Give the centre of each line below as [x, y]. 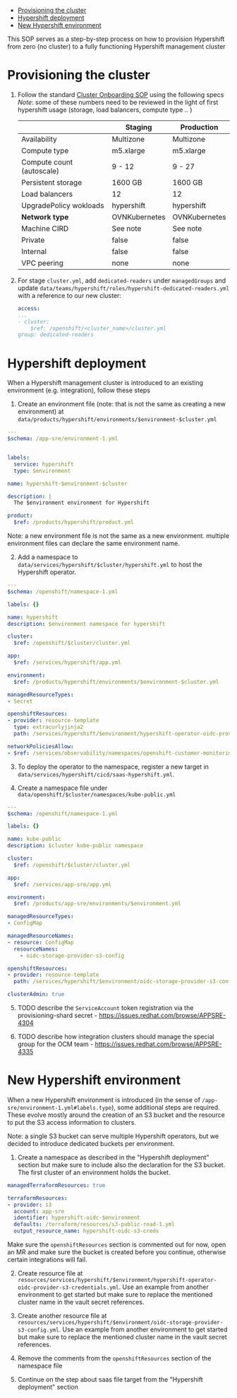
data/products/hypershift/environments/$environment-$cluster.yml [117, 420]
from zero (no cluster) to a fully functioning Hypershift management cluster [116, 46]
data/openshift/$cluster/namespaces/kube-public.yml [97, 795]
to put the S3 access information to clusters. [72, 1122]
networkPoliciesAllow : [41, 746]
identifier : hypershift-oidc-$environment [77, 1218]
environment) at [41, 412]
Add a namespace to [48, 557]
